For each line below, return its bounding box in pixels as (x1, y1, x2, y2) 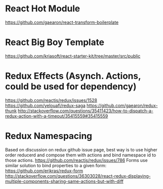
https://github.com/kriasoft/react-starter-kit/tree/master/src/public (5, 53, 141, 59)
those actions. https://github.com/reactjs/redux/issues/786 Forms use (5, 157, 148, 163)
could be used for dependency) (5, 81, 137, 92)
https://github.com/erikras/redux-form (5, 168, 83, 174)
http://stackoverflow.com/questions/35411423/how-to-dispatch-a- (18, 107, 154, 114)
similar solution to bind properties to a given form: (5, 162, 107, 168)
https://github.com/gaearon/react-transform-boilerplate (5, 19, 119, 25)
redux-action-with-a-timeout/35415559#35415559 (5, 113, 108, 119)
